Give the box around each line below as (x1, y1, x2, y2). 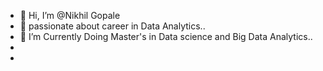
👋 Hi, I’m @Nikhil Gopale (19, 10, 121, 21)
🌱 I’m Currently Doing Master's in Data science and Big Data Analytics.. (19, 31, 313, 42)
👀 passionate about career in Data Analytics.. (19, 20, 206, 32)
